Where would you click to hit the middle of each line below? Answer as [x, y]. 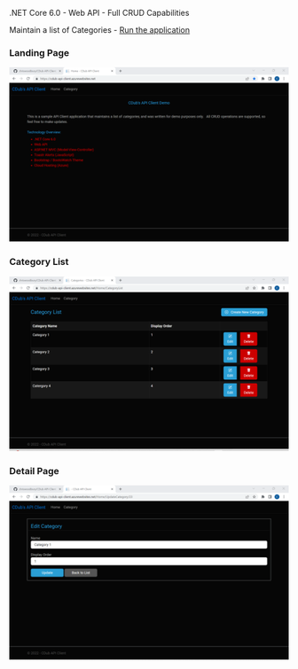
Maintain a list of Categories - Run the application [100, 30]
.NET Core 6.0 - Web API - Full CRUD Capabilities [99, 13]
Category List [39, 262]
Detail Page [34, 471]
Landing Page [39, 52]
